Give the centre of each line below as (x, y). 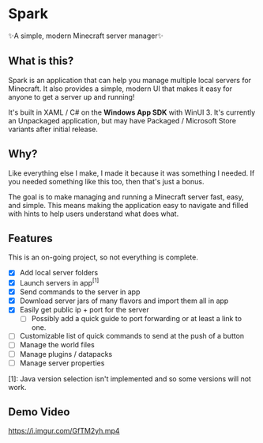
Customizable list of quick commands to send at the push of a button (132, 336)
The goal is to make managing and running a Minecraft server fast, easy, (126, 197)
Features (30, 238)
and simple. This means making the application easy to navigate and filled (128, 205)
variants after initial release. (53, 129)
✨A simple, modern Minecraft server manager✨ (86, 36)
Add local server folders (59, 273)
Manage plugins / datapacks (66, 354)
